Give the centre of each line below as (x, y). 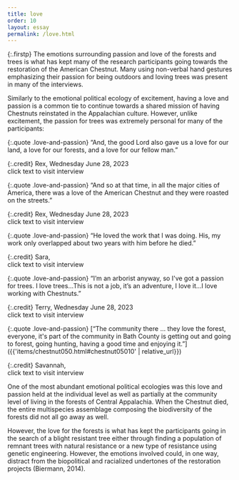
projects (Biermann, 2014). (46, 469)
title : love (25, 14)
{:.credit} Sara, (29, 257)
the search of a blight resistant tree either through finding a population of (115, 439)
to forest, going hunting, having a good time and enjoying (92, 344)
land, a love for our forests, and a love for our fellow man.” (93, 150)
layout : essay (29, 27)
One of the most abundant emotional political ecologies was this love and (115, 387)
